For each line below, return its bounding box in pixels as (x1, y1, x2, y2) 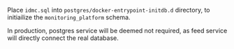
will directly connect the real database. (7, 34, 119, 42)
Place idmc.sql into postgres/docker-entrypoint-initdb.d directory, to (7, 6, 211, 14)
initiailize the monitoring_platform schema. (7, 13, 131, 21)
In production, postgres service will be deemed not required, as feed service (7, 27, 228, 35)
